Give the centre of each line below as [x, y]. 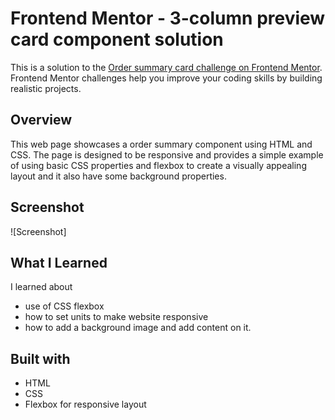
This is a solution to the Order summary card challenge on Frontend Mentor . [166, 67]
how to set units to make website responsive [116, 317]
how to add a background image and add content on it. [138, 328]
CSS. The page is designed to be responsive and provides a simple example [167, 154]
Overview [41, 120]
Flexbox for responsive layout [85, 404]
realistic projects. [46, 88]
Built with [40, 358]
